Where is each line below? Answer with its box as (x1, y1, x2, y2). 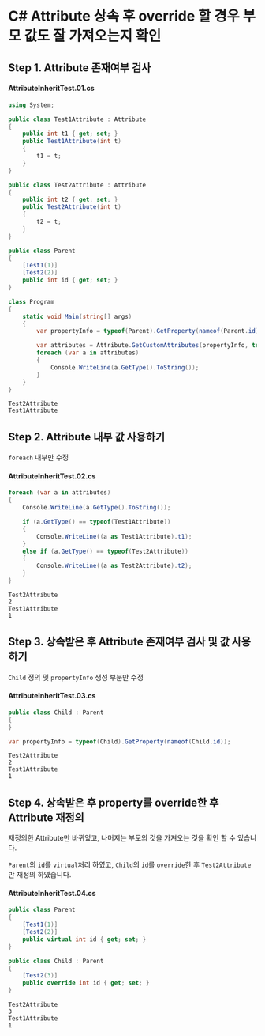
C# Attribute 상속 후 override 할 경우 (8, 7, 241, 25)
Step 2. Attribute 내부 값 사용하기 (8, 430, 166, 444)
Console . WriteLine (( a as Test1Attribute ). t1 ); (36, 532, 192, 540)
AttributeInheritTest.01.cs (8, 84, 95, 93)
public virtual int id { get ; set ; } (22, 935, 147, 943)
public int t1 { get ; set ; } (22, 130, 118, 138)
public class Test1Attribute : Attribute (8, 115, 147, 123)
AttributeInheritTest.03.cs (8, 691, 96, 701)
